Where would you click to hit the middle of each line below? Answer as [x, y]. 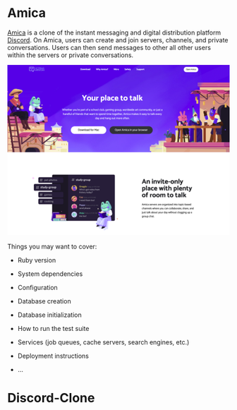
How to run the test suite [53, 328]
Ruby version [37, 260]
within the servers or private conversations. [71, 55]
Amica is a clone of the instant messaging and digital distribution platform [114, 32]
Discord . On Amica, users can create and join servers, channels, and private [118, 40]
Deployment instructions [53, 356]
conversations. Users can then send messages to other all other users [109, 47]
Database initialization [50, 315]
